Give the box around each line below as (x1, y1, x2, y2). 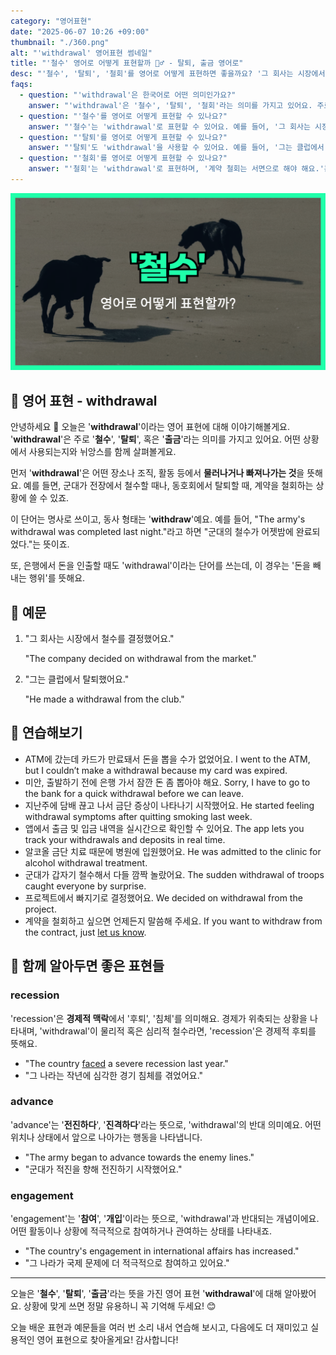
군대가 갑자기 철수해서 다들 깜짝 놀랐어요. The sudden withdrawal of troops (24, 868, 325, 880)
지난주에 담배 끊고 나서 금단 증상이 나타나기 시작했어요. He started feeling (24, 799, 315, 811)
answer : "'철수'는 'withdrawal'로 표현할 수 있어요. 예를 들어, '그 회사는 (28, 121, 311, 132)
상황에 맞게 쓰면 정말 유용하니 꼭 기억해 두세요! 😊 (23, 1300, 217, 1312)
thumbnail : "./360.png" (10, 37, 110, 47)
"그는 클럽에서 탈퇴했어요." (24, 673, 130, 685)
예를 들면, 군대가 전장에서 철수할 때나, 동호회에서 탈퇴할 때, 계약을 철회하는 (23, 480, 314, 492)
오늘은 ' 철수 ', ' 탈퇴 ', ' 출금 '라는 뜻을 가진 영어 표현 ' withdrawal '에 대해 (10, 1288, 283, 1300)
